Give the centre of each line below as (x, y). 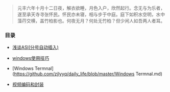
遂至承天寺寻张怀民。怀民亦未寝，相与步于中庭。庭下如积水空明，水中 (91, 14)
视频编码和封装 (28, 84)
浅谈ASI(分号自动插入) (35, 48)
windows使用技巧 (31, 58)
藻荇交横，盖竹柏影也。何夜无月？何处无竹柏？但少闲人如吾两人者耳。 (91, 21)
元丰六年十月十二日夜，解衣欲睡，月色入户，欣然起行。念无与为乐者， (91, 8)
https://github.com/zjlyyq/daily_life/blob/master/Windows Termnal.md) (88, 74)
